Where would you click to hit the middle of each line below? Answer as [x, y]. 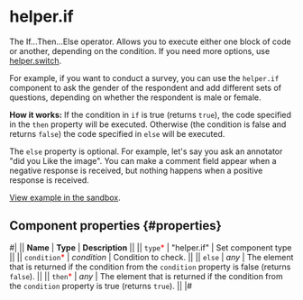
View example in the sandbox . [65, 197]
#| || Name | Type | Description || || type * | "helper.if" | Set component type [151, 247]
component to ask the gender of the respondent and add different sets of [146, 87]
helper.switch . [35, 60]
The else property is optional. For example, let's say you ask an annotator [146, 151]
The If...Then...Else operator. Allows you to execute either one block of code [150, 41]
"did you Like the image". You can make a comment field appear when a [143, 160]
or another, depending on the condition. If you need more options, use [140, 50]
